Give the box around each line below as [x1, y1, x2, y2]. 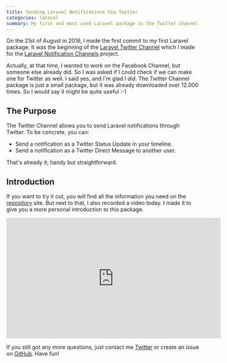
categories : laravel [6, 15, 59, 21]
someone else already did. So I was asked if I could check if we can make [6, 69, 192, 76]
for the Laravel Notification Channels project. [6, 50, 120, 58]
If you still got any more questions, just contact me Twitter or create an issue [6, 343, 199, 351]
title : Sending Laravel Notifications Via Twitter [6, 9, 138, 15]
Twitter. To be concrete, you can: [6, 129, 90, 136]
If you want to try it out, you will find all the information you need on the [6, 193, 187, 200]
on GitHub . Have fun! [6, 350, 59, 357]
